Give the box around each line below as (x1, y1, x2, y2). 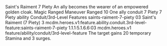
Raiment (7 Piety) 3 (5, 20, 45, 25)
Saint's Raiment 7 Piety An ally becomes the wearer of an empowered (5, 4, 149, 9)
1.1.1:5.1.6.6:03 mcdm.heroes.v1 (68, 25, 132, 31)
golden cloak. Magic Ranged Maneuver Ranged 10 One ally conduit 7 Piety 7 (5, 9, 162, 15)
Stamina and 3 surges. (5, 36, 51, 41)
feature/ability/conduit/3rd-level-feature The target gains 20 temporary (5, 30, 151, 36)
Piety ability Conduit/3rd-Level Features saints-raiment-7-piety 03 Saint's (5, 14, 157, 20)
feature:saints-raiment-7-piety (5, 25, 68, 31)
